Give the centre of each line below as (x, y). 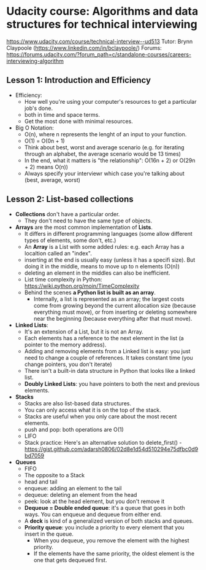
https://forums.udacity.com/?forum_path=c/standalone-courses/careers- (99, 54)
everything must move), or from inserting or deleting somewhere (115, 312)
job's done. (39, 108)
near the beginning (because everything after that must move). (113, 318)
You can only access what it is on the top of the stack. (93, 410)
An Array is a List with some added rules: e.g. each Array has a (104, 246)
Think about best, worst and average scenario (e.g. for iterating (104, 147)
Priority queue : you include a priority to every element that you (104, 527)
